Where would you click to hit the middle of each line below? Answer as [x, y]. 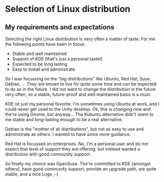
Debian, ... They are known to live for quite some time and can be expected [81, 84]
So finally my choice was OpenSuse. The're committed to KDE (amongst [78, 164]
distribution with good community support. [48, 154]
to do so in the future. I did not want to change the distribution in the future [80, 89]
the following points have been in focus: [45, 44]
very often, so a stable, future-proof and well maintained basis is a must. [78, 94]
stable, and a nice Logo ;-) [32, 174]
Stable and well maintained [39, 53]
